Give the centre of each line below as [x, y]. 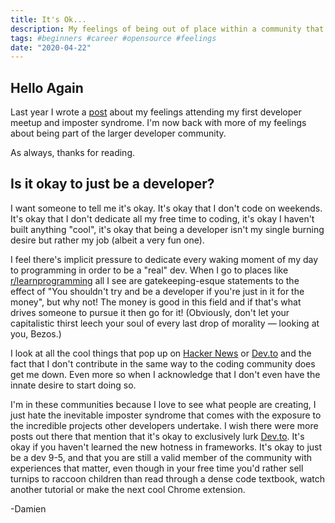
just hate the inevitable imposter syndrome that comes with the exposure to [166, 415]
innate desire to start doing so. [73, 385]
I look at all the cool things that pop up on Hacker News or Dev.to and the [161, 353]
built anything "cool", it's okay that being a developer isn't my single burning [167, 229]
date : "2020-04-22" [51, 47]
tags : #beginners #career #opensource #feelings [113, 38]
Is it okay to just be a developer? [112, 184]
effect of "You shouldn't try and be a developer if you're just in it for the [157, 291]
